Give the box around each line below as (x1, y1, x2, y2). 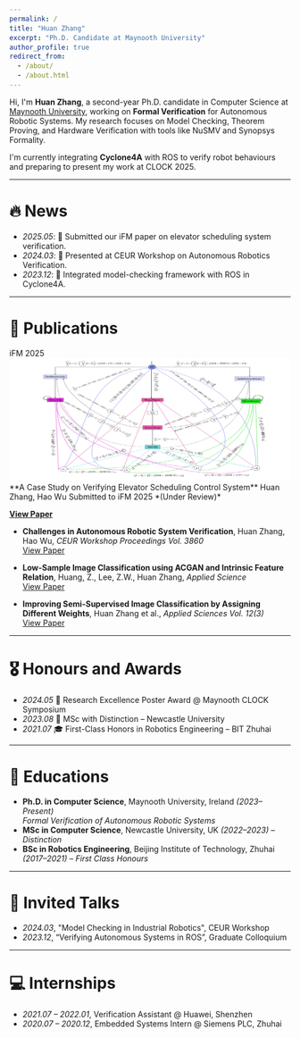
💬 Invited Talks (9, 892, 121, 913)
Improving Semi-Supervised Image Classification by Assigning (21, 599, 261, 609)
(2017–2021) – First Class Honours (21, 853, 149, 864)
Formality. (9, 134, 46, 145)
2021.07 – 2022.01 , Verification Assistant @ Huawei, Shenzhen (21, 1009, 253, 1019)
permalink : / (9, 14, 58, 23)
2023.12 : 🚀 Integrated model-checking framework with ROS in (21, 269, 250, 280)
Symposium (21, 704, 67, 715)
